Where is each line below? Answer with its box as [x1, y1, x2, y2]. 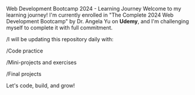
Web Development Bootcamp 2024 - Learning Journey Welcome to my [6, 5, 181, 12]
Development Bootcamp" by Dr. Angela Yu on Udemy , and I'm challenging [6, 18, 190, 24]
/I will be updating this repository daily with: [6, 36, 114, 42]
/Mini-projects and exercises [6, 59, 77, 66]
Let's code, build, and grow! [6, 82, 75, 89]
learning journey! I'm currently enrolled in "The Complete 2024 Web [6, 11, 174, 19]
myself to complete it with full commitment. [6, 24, 113, 31]
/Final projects [6, 71, 42, 77]
